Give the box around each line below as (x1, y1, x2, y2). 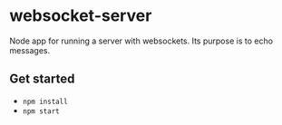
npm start (22, 106, 61, 116)
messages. (9, 44, 51, 55)
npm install (22, 97, 68, 106)
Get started (9, 72, 75, 87)
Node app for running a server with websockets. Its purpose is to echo (9, 35, 274, 46)
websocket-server (9, 5, 152, 26)
